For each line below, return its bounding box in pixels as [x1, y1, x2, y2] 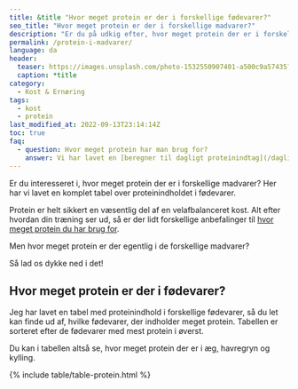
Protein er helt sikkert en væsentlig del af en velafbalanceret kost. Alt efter [9, 204, 281, 215]
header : [9, 54, 38, 63]
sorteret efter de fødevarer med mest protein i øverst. [9, 326, 204, 337]
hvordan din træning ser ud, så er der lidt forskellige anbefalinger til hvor [9, 214, 274, 225]
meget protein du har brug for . [9, 223, 120, 234]
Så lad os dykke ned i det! [9, 258, 104, 268]
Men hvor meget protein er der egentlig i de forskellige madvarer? [9, 241, 250, 251]
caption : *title [17, 71, 77, 80]
